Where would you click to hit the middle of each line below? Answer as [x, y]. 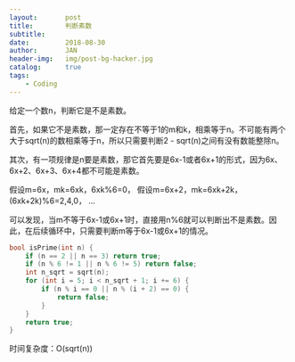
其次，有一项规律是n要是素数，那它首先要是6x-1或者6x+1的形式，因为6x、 [146, 159]
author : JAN [43, 51]
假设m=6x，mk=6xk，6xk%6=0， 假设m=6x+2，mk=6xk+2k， [126, 189]
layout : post [45, 17]
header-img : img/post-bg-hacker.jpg [81, 59]
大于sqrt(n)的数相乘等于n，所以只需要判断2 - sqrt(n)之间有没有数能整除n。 [147, 140]
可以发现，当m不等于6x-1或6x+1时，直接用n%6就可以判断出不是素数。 [139, 219]
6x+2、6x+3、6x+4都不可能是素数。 [77, 170]
